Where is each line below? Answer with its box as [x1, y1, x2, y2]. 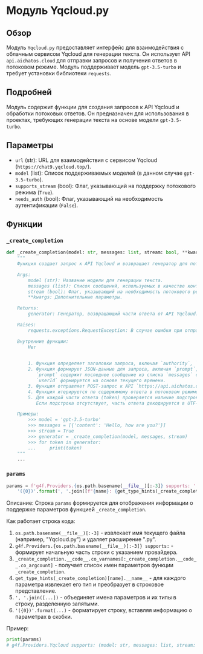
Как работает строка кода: [6, 517, 76, 525]
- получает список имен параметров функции [54, 562, 174, 569]
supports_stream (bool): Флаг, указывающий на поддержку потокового [14, 182, 196, 189]
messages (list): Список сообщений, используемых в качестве [28, 283, 185, 289]
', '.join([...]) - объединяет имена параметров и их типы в [14, 594, 176, 601]
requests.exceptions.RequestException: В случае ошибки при [28, 327, 182, 334]
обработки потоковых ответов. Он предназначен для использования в [6, 110, 189, 117]
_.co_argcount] [14, 562, 54, 569]
